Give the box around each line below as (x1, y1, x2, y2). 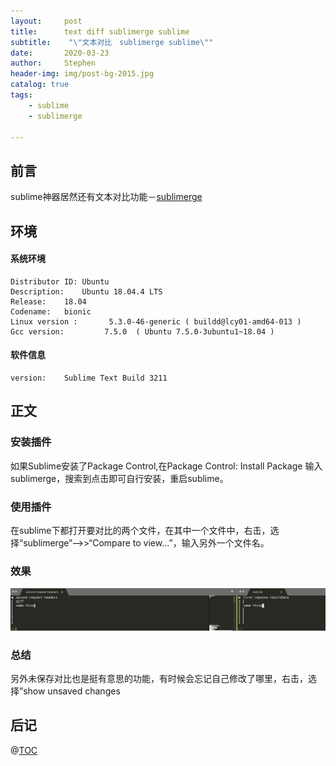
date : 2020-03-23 (10, 48, 110, 58)
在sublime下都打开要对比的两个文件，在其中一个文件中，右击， (10, 524, 271, 536)
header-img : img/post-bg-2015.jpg (10, 69, 155, 79)
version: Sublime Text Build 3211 (10, 373, 168, 383)
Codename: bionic (10, 306, 92, 317)
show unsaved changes (23, 685, 121, 697)
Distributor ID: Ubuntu (10, 276, 110, 287)
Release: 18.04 (10, 296, 87, 307)
